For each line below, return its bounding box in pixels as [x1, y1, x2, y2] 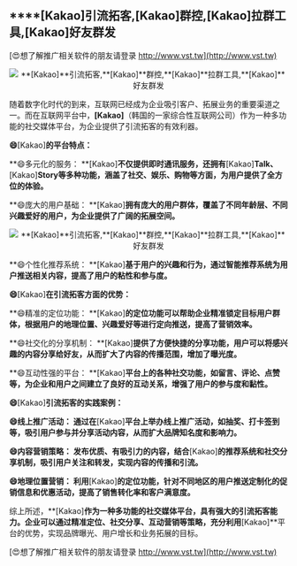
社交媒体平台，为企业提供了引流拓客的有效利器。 [24, 120, 203, 131]
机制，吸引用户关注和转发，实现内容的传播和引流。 [16, 456, 203, 467]
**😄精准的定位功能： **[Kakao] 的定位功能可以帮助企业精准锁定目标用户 [9, 308, 273, 318]
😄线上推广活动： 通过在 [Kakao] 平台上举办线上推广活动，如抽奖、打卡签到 [9, 416, 280, 426]
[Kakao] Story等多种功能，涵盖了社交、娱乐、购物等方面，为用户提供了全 [9, 169, 276, 180]
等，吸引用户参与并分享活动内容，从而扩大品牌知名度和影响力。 [9, 427, 241, 438]
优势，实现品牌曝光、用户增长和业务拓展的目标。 [24, 527, 203, 538]
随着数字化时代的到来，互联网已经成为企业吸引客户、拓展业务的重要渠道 [9, 98, 272, 109]
